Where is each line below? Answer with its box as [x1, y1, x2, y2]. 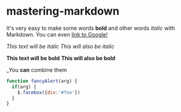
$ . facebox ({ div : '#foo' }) [17, 89, 80, 96]
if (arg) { [12, 83, 37, 89]
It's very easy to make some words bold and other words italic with [6, 24, 176, 32]
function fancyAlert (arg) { [6, 78, 78, 84]
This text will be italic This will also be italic [6, 43, 115, 50]
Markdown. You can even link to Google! [6, 30, 108, 38]
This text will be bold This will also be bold [6, 54, 116, 61]
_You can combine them [6, 66, 67, 74]
